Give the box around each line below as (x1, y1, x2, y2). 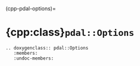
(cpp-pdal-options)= (5, 5, 56, 12)
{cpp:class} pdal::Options (5, 26, 135, 39)
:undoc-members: (13, 55, 54, 61)
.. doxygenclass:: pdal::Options (5, 45, 89, 51)
